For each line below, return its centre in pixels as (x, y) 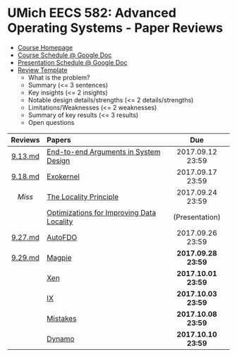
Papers (59, 140)
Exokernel (63, 176)
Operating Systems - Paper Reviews (115, 28)
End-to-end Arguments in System (104, 152)
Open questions (51, 122)
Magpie (59, 258)
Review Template (42, 70)
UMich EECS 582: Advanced (92, 13)
